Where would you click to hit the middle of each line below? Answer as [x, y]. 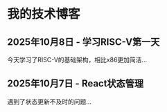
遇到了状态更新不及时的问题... [50, 102]
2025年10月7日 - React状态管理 [76, 84]
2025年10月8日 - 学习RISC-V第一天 [83, 42]
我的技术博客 [44, 14]
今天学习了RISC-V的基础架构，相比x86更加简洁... [77, 60]
